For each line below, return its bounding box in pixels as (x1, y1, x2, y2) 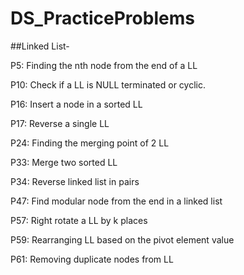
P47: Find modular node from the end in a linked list (10, 195, 223, 207)
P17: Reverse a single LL (10, 117, 110, 129)
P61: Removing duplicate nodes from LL (10, 253, 174, 265)
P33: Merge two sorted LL (10, 156, 118, 168)
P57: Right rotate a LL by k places (10, 214, 148, 226)
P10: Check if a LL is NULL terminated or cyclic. (10, 78, 206, 91)
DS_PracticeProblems (10, 7, 195, 30)
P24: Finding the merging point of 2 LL (10, 137, 170, 149)
